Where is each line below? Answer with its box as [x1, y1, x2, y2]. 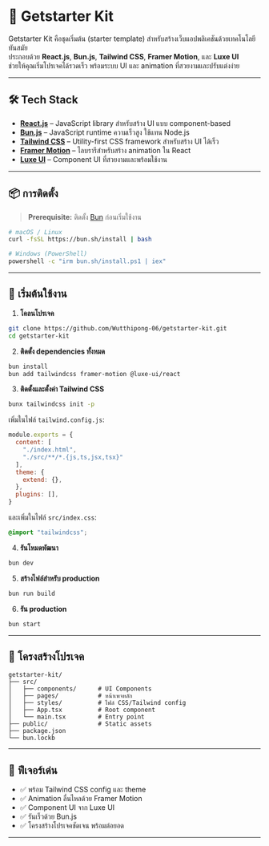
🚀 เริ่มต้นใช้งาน [8, 287, 67, 301]
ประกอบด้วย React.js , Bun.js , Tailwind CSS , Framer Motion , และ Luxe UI [8, 51, 239, 61]
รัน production [19, 604, 67, 613]
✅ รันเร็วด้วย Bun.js [19, 812, 78, 821]
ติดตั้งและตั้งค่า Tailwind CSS [19, 384, 105, 394]
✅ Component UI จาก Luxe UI [19, 803, 115, 812]
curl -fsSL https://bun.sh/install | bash [8, 236, 152, 244]
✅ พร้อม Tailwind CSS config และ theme [19, 785, 147, 795]
